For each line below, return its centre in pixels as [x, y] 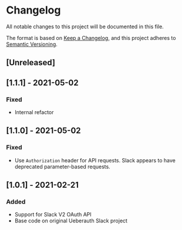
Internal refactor [34, 112]
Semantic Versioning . [32, 44]
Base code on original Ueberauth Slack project [71, 221]
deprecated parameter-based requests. [62, 166]
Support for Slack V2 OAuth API [53, 215]
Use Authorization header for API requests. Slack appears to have [95, 160]
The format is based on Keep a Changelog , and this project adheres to [91, 38]
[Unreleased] [31, 63]
